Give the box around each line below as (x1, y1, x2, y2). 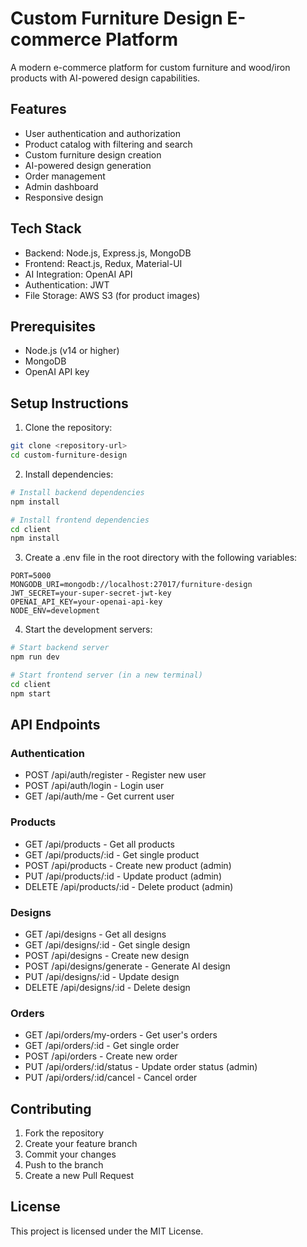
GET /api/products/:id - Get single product (24, 848, 200, 861)
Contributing (10, 1100, 92, 1117)
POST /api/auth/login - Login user (24, 780, 165, 792)
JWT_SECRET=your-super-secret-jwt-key (10, 588, 172, 599)
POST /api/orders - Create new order (24, 1050, 178, 1062)
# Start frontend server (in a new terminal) (10, 670, 203, 681)
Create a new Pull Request (24, 1170, 135, 1182)
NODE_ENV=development (10, 606, 101, 616)
